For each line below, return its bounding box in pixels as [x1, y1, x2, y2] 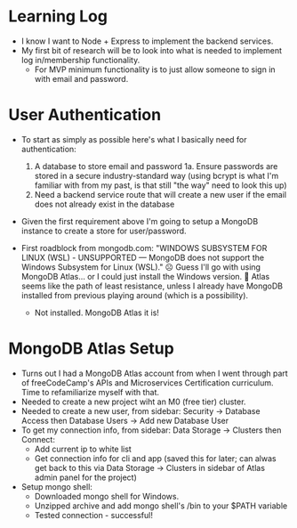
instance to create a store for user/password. [20, 225, 188, 236]
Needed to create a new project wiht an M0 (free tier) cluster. [20, 396, 246, 407]
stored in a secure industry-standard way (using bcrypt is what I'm [34, 170, 279, 181]
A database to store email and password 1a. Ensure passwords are [34, 160, 278, 171]
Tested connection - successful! [34, 509, 153, 520]
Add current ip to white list [34, 443, 132, 454]
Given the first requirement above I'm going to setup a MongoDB [20, 215, 259, 226]
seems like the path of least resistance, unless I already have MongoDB [20, 280, 284, 291]
